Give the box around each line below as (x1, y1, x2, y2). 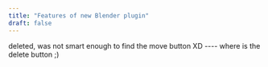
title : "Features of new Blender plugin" (8, 11, 150, 20)
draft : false (8, 19, 52, 27)
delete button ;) (8, 49, 60, 59)
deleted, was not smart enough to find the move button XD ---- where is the (8, 41, 261, 50)
